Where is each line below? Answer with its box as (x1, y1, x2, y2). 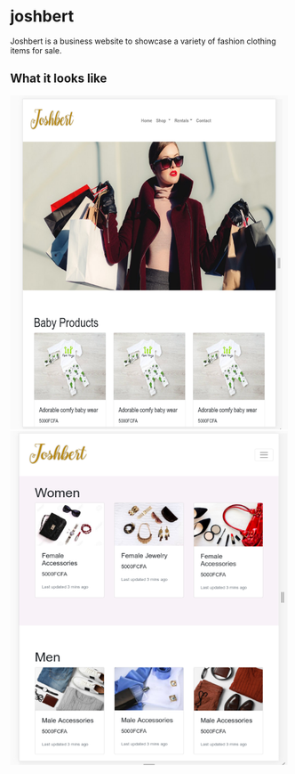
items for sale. (10, 45, 62, 55)
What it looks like (10, 71, 108, 86)
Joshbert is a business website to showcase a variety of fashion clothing (10, 36, 276, 46)
